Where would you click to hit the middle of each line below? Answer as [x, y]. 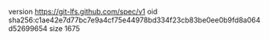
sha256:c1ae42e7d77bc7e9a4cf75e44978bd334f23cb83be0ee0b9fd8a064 [134, 20]
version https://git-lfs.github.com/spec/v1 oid [83, 12]
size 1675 [65, 28]
